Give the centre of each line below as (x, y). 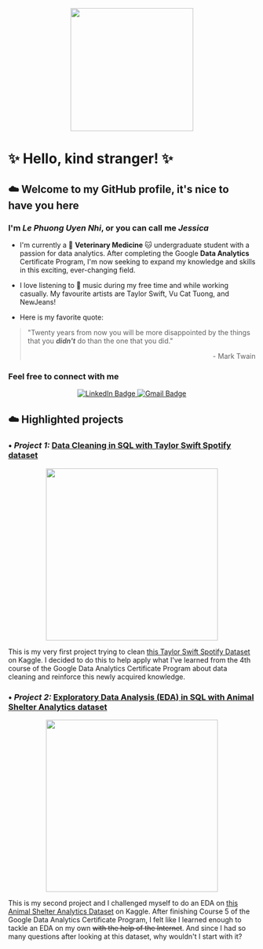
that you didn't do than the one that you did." (100, 341)
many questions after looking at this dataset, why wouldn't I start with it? (125, 936)
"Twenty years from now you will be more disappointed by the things (139, 332)
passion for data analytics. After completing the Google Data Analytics (134, 253)
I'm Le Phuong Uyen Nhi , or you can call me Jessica (109, 227)
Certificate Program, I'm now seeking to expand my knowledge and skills (137, 261)
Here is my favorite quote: (61, 317)
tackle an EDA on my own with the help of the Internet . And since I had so (127, 929)
